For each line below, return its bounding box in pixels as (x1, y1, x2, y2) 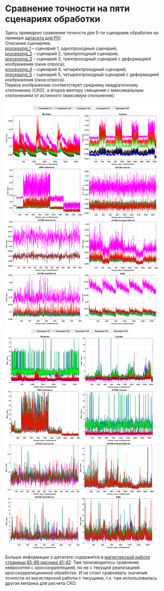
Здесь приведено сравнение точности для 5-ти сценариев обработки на (5, 30, 159, 35)
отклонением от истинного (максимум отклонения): (5, 92, 115, 98)
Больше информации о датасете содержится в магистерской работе (5, 554, 150, 560)
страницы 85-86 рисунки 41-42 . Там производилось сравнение (5, 559, 139, 565)
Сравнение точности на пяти (5, 3, 130, 14)
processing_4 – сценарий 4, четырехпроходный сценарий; (5, 66, 127, 72)
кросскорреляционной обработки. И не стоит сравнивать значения (5, 569, 148, 576)
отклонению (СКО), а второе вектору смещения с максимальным (5, 87, 144, 93)
